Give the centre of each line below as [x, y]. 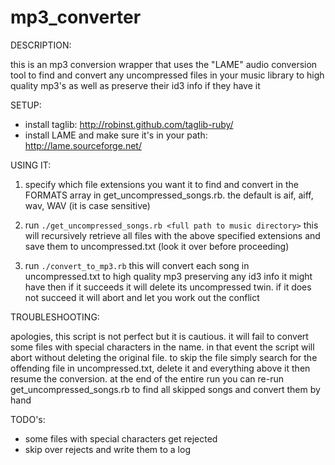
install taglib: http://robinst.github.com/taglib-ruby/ [129, 124]
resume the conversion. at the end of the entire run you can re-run [147, 378]
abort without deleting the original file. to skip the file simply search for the [164, 357]
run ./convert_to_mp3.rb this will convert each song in [137, 265]
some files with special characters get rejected [121, 438]
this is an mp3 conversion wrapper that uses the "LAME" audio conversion [164, 64]
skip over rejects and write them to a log [107, 449]
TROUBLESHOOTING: [55, 317]
